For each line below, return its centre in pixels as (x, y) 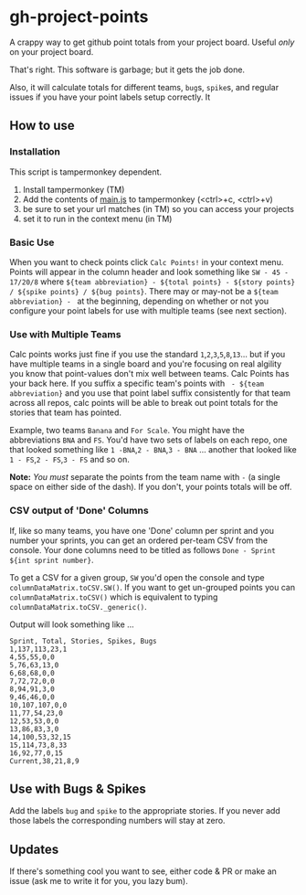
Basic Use (32, 242)
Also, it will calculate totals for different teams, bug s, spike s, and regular (144, 87)
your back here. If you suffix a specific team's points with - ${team (137, 384)
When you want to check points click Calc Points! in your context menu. (147, 261)
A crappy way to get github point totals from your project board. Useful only (152, 42)
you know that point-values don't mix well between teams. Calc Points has (149, 374)
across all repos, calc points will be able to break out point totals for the (144, 403)
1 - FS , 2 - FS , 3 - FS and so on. (69, 460)
